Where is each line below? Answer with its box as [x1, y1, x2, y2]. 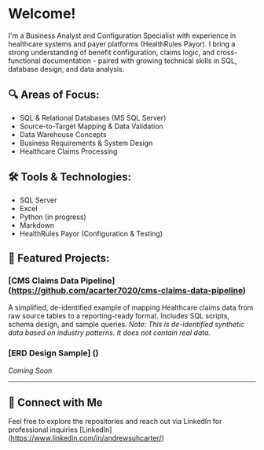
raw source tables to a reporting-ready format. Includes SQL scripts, [8, 311, 230, 321]
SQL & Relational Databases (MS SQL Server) [19, 113, 167, 122]
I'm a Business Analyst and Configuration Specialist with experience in [8, 31, 236, 40]
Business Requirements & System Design [19, 138, 153, 147]
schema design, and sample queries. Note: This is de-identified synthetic [8, 320, 245, 329]
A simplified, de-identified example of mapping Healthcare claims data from [8, 303, 254, 312]
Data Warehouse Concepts [19, 129, 108, 139]
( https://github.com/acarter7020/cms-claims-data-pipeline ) [8, 285, 246, 296]
